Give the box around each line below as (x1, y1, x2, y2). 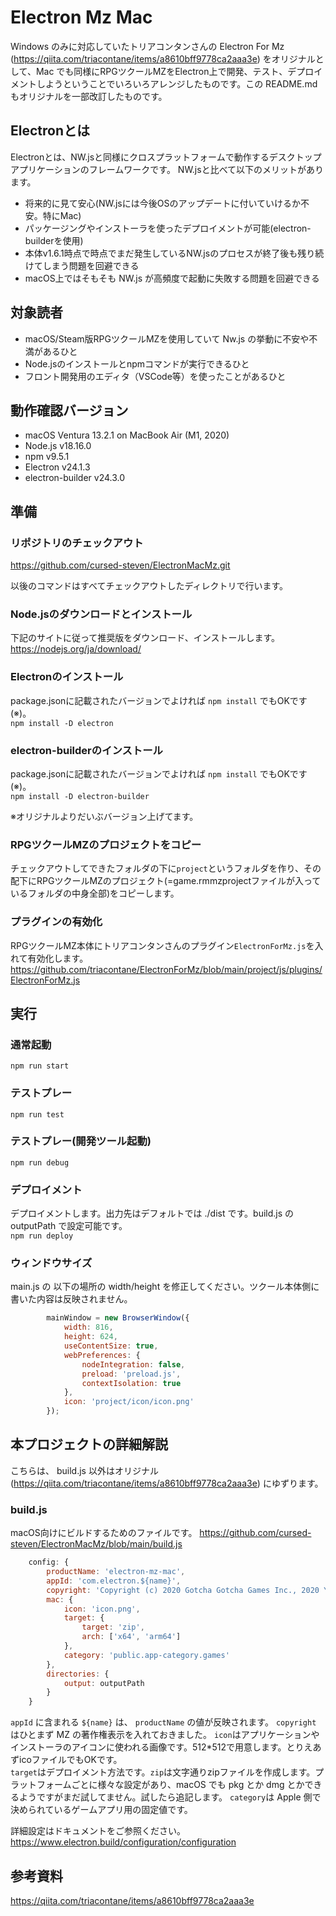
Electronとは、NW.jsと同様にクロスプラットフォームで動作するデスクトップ (10, 151, 322, 163)
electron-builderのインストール (10, 743, 163, 757)
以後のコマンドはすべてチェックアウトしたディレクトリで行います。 (10, 580, 289, 592)
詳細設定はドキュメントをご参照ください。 (10, 1825, 186, 1837)
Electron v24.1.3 (24, 461, 91, 473)
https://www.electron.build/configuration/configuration (10, 1836, 237, 1848)
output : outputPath (63, 1678, 145, 1688)
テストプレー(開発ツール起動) (10, 1134, 152, 1148)
